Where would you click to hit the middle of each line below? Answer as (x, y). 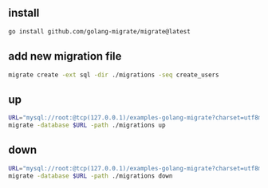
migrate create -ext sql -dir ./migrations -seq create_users (114, 75)
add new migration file (65, 56)
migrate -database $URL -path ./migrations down (91, 176)
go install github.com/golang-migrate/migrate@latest (100, 31)
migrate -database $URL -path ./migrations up (87, 125)
